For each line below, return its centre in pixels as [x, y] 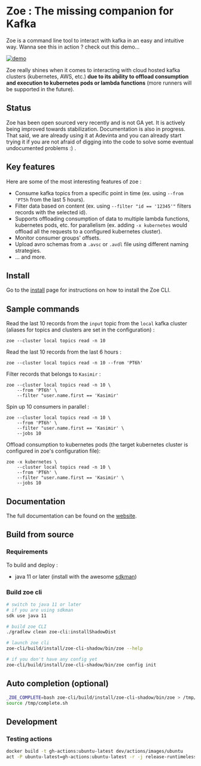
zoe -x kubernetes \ [32, 462]
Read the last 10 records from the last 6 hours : [64, 352]
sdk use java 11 [26, 616]
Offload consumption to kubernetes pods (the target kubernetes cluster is [97, 445]
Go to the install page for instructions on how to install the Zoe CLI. [89, 290]
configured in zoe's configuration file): [53, 451]
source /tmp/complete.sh [37, 703]
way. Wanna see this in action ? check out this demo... [73, 47]
